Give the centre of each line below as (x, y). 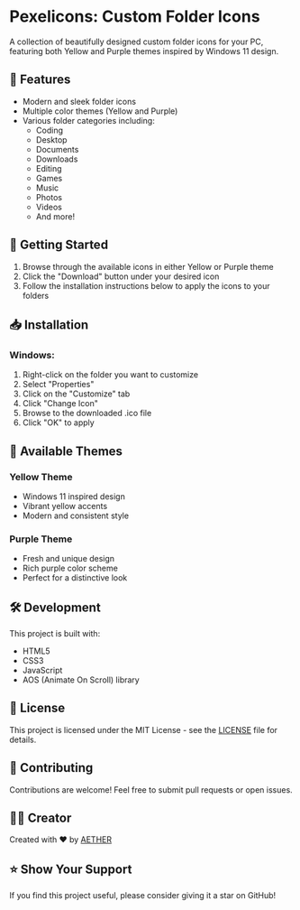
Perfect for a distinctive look (75, 578)
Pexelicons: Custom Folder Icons (135, 17)
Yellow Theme (41, 477)
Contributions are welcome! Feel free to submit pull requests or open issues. (151, 789)
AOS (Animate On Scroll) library (81, 680)
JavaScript (42, 671)
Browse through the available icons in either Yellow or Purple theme (148, 266)
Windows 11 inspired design (74, 496)
